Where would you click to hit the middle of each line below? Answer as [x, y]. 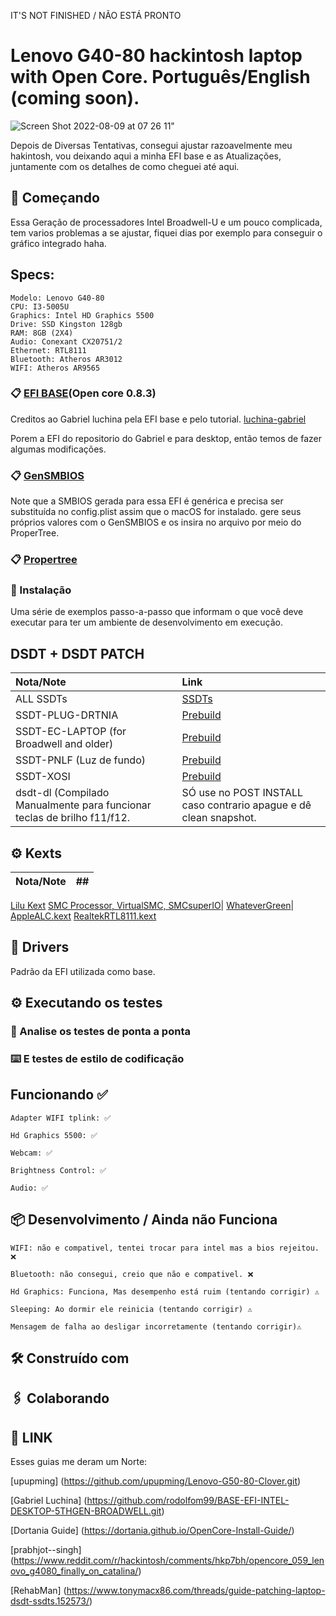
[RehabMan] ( [38, 1591]
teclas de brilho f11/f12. [73, 818]
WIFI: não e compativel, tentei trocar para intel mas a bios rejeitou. [165, 1248]
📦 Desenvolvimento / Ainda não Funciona [144, 1220]
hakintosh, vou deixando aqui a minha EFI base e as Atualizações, [146, 156]
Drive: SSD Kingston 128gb [66, 324]
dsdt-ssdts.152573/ [50, 1601]
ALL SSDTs [41, 699]
